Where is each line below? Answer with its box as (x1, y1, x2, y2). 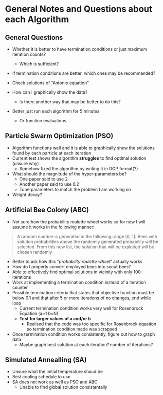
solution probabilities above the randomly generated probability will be (17, 239, 159, 244)
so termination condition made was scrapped (26, 326, 118, 332)
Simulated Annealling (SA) (5, 356, 87, 364)
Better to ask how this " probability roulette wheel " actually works (12, 258, 143, 264)
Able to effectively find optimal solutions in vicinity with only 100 (12, 269, 141, 275)
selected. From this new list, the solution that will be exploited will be (17, 243, 155, 250)
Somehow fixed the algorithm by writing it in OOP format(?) (19, 165, 138, 172)
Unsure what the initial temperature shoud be (12, 369, 103, 374)
